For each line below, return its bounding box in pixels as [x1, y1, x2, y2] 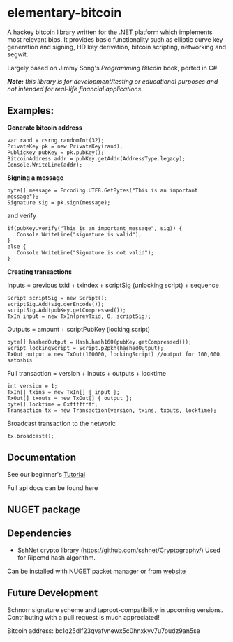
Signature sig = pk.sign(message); [7, 199, 111, 206]
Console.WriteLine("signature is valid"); [16, 231, 142, 238]
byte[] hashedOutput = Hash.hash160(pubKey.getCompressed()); [7, 338, 192, 346]
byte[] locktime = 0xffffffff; [7, 401, 98, 408]
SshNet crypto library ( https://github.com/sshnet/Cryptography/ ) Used [17, 546, 221, 554]
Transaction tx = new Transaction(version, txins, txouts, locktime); [7, 406, 217, 414]
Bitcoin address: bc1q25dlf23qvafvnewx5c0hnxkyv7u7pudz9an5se [7, 626, 201, 635]
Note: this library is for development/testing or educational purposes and [7, 77, 218, 85]
